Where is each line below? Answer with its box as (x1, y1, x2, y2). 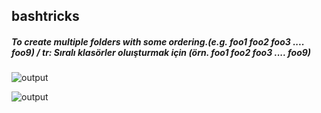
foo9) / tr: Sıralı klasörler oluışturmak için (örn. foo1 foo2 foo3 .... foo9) (11, 46, 312, 58)
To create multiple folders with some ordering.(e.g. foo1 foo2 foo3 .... (11, 35, 305, 48)
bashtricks (11, 8, 80, 25)
